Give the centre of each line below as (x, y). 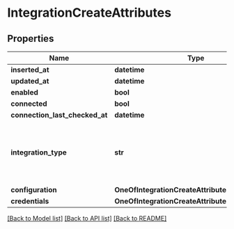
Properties (31, 39)
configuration (34, 190)
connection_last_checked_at (59, 115)
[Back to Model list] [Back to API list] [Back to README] (87, 218)
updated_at (30, 81)
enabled (24, 92)
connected (29, 104)
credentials (30, 201)
